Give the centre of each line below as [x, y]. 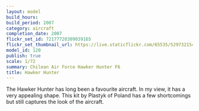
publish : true [24, 56]
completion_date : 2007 [34, 34]
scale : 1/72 [21, 61]
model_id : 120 [24, 50]
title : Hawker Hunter [33, 72]
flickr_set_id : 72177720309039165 [49, 39]
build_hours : [22, 17]
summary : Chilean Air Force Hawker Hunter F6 [63, 67]
